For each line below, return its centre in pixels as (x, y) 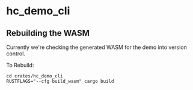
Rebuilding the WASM (48, 33)
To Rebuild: (20, 65)
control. (16, 54)
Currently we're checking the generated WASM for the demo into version (97, 47)
